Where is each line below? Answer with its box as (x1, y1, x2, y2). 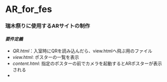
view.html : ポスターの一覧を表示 (12, 54, 79, 60)
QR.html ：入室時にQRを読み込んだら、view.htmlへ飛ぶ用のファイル (12, 48, 152, 54)
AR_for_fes (5, 4, 52, 15)
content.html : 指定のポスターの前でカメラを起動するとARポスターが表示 (12, 60, 162, 66)
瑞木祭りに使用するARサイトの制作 (5, 23, 90, 30)
